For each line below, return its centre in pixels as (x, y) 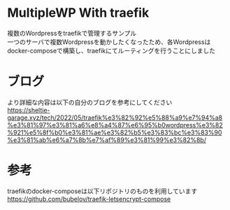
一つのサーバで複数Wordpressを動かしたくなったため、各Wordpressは (109, 42)
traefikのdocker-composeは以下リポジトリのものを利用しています (102, 191)
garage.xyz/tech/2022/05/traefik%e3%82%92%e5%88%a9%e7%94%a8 (115, 118)
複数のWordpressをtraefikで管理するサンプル (72, 33)
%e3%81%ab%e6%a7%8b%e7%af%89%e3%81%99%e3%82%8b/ (107, 140)
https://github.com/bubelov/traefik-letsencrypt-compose (89, 199)
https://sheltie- (29, 110)
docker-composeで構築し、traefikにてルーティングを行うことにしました (112, 50)
